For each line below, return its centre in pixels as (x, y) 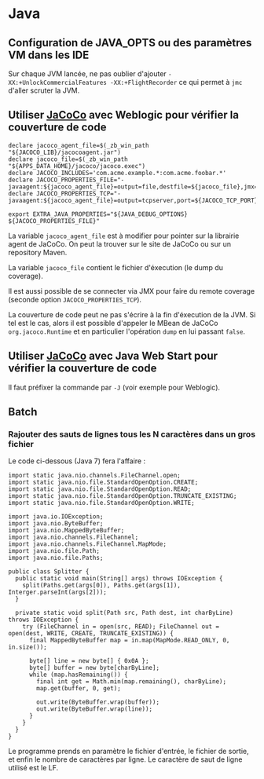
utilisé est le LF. (33, 768)
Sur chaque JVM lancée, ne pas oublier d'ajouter (87, 74)
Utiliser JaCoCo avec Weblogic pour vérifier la (124, 115)
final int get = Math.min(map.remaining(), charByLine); (131, 682)
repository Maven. (38, 252)
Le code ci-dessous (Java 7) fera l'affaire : (77, 461)
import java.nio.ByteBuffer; (56, 524)
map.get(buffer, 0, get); (79, 689)
